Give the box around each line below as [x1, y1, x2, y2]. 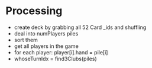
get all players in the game [14, 43, 79, 50]
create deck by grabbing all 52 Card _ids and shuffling [14, 24, 147, 31]
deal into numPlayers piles [14, 30, 79, 37]
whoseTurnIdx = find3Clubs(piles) [14, 55, 97, 62]
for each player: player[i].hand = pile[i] [14, 48, 108, 56]
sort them [14, 36, 38, 43]
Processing [5, 4, 63, 18]
